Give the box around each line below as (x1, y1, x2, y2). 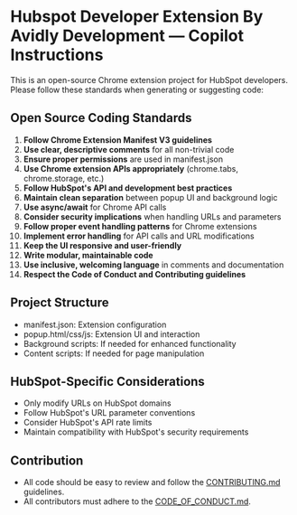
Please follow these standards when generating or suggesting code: (10, 84, 265, 95)
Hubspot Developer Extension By (10, 6, 264, 27)
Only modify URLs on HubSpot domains (23, 398, 172, 408)
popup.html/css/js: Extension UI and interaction (23, 328, 200, 340)
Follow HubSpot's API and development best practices (23, 183, 233, 193)
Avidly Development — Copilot (10, 25, 245, 46)
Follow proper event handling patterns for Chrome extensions (23, 220, 257, 231)
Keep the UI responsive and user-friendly (23, 239, 182, 250)
